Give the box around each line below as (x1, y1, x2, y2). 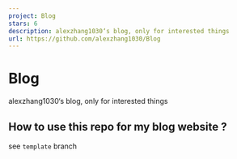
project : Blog (8, 11, 57, 20)
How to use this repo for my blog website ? (8, 119, 227, 134)
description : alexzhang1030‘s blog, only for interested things (8, 27, 230, 35)
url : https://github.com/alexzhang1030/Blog (8, 34, 161, 43)
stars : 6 (8, 19, 38, 28)
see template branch (8, 141, 78, 151)
